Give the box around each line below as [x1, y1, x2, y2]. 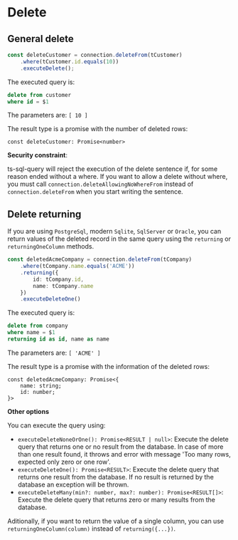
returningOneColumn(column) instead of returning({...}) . [7, 524, 176, 533]
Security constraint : [7, 151, 68, 160]
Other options [7, 407, 50, 415]
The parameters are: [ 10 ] [7, 111, 88, 120]
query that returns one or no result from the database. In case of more [17, 442, 224, 451]
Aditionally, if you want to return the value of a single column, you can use [7, 516, 225, 525]
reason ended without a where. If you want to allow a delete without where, [7, 172, 228, 181]
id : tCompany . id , [33, 276, 84, 283]
